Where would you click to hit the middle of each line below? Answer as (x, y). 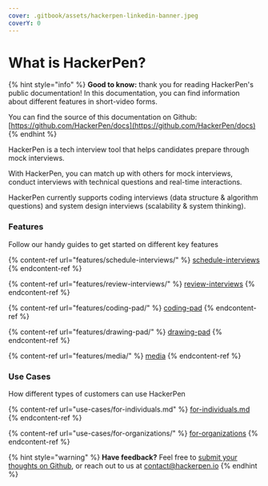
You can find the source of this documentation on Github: (103, 118)
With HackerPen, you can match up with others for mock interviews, (121, 173)
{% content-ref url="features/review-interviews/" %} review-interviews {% (132, 284)
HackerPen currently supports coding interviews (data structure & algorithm (133, 197)
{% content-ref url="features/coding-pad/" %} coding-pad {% (111, 308)
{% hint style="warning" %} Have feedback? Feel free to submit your (123, 457)
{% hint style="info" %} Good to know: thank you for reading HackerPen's (131, 85)
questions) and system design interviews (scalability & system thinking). (127, 206)
